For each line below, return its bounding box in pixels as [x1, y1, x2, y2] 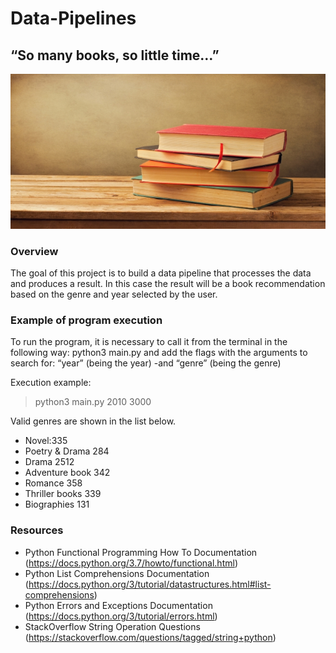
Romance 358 [24, 477, 83, 489]
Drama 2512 [24, 456, 75, 468]
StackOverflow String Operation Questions [24, 620, 201, 632]
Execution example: [10, 377, 92, 389]
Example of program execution [10, 313, 163, 327]
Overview [10, 244, 59, 258]
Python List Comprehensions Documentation [24, 567, 210, 579]
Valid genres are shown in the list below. [10, 415, 177, 427]
